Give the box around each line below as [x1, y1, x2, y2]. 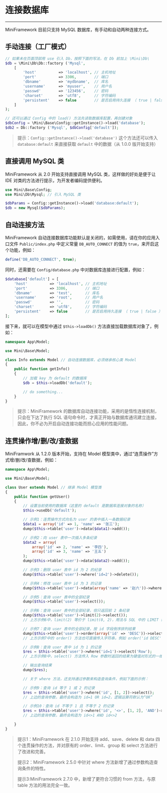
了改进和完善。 [17, 748, 48, 754]
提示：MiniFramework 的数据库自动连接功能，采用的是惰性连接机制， [17, 408, 160, 414]
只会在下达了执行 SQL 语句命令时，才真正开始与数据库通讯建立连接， [17, 414, 160, 420]
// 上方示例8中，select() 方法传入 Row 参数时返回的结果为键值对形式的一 [23, 654, 160, 659]
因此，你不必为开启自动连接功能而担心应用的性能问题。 [17, 421, 131, 427]
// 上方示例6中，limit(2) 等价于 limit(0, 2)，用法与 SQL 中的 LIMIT [23, 617, 159, 622]
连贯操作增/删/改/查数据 [5, 436, 79, 445]
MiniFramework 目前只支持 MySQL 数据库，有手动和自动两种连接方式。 [5, 26, 152, 32]
